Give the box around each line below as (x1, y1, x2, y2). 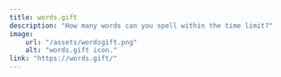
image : (9, 29, 34, 38)
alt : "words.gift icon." (25, 46, 118, 55)
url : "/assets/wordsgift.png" (25, 37, 138, 47)
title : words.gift (9, 12, 78, 22)
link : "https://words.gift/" (9, 54, 118, 63)
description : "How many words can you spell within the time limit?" (9, 21, 274, 30)
